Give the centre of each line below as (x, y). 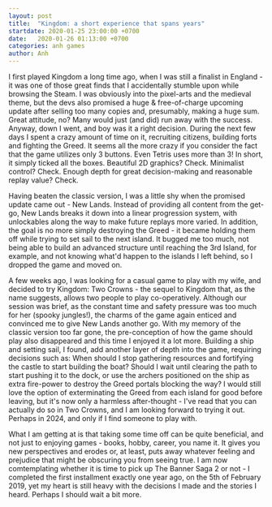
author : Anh (28, 54)
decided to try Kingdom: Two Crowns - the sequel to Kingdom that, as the (132, 289)
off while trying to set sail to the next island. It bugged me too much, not (129, 239)
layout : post (30, 16)
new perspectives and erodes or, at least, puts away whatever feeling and (132, 451)
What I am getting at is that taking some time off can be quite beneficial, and (136, 434)
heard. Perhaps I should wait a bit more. (75, 494)
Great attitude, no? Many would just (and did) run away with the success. (131, 120)
